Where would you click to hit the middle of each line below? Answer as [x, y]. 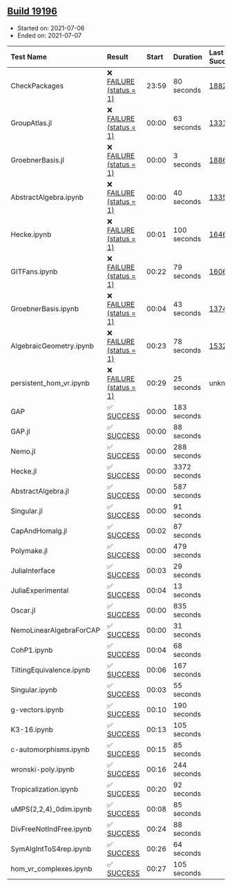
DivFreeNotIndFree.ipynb [51, 829]
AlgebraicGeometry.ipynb [52, 346]
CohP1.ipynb [32, 650]
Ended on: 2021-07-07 [49, 35]
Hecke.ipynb [31, 234]
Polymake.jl [29, 550]
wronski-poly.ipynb [42, 769]
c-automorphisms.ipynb [50, 749]
